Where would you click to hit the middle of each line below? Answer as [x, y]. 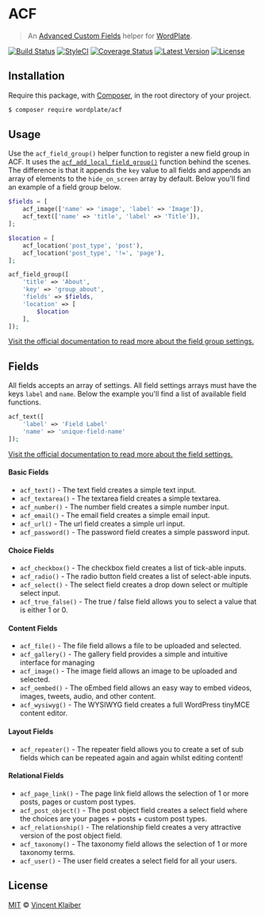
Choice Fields [31, 550]
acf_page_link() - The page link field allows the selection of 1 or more [134, 793]
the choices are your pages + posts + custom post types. [113, 819]
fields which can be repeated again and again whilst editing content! [131, 758]
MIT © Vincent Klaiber [45, 904]
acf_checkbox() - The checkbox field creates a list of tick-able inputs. [133, 568]
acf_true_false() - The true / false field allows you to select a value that [138, 602]
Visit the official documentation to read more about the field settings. [121, 454]
